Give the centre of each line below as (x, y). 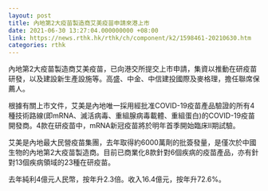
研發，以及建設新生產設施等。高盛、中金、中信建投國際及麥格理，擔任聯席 (130, 79)
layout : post (30, 16)
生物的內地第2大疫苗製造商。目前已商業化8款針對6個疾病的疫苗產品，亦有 (130, 153)
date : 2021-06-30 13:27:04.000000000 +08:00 (83, 30)
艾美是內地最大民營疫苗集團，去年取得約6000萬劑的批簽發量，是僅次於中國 (132, 142)
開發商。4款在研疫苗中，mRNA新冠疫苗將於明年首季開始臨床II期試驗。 (124, 126)
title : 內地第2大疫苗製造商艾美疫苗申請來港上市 (79, 23)
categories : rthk (37, 45)
